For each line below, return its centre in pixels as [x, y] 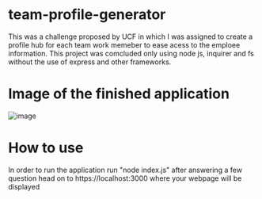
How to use [46, 148]
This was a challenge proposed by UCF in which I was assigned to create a [131, 36]
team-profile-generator [87, 15]
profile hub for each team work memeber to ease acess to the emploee [124, 44]
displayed [24, 186]
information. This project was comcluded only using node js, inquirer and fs [131, 53]
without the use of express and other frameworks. [90, 62]
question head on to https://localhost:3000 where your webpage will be [125, 178]
